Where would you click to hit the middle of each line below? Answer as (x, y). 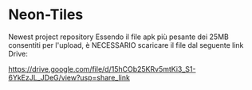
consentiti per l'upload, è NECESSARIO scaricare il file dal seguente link (126, 45)
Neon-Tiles (46, 15)
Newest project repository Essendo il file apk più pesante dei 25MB (118, 37)
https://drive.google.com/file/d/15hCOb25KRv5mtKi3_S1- (102, 68)
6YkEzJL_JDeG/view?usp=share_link (69, 77)
